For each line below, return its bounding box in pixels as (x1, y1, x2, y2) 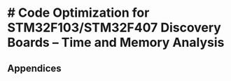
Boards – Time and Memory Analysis (7, 35, 225, 50)
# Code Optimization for (7, 5, 150, 21)
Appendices (7, 62, 62, 74)
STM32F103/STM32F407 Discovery (7, 20, 222, 36)
